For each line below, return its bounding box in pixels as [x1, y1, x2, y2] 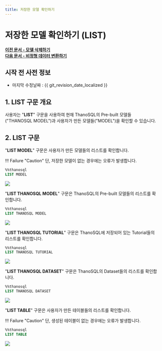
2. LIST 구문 [5, 134, 40, 142]
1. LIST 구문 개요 [5, 98, 52, 106]
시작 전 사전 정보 [5, 68, 51, 77]
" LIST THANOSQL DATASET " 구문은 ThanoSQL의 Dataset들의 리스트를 [5, 269, 145, 274]
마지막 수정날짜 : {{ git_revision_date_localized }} [12, 82, 108, 88]
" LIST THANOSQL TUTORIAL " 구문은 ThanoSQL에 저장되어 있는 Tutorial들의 [5, 230, 155, 235]
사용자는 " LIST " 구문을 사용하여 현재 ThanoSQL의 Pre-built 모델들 [5, 112, 132, 117]
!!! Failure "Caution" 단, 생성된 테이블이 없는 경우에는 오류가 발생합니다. [5, 318, 141, 323]
